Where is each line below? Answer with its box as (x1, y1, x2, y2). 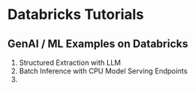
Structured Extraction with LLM (18, 58, 121, 67)
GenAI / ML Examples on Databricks (7, 37, 188, 51)
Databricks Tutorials (7, 6, 144, 24)
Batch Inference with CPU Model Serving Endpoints (18, 66, 188, 76)
